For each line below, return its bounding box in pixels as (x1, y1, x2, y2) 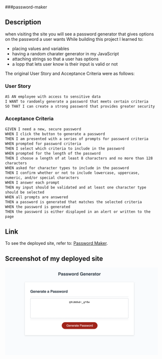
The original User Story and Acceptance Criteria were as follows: (5, 70, 135, 76)
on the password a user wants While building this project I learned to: (5, 36, 144, 42)
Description (5, 18, 41, 26)
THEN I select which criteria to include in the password (5, 146, 125, 151)
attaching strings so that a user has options (12, 56, 99, 62)
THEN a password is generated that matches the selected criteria (5, 200, 142, 205)
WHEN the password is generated (5, 205, 70, 209)
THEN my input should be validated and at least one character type (5, 185, 146, 190)
